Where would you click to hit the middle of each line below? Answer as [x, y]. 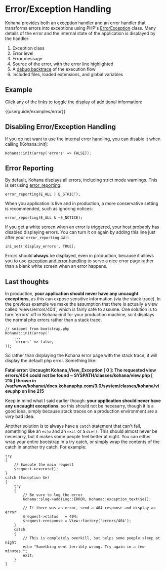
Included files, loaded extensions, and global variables [68, 74]
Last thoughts [27, 282]
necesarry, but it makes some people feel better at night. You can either [78, 437]
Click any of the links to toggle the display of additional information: [74, 102]
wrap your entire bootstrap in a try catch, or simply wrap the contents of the [82, 442]
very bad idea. [20, 416]
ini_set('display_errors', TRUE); [41, 246]
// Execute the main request [44, 465]
